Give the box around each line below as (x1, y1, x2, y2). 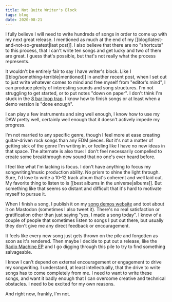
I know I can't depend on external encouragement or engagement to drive (5, 259, 162, 265)
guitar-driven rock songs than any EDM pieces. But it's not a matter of (5, 137, 154, 144)
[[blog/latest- (135, 36, 163, 43)
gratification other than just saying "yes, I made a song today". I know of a (5, 212, 162, 218)
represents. (5, 59, 30, 65)
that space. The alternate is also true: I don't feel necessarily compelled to (5, 148, 162, 155)
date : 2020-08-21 (5, 17, 43, 22)
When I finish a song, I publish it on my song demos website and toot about (5, 201, 164, 207)
